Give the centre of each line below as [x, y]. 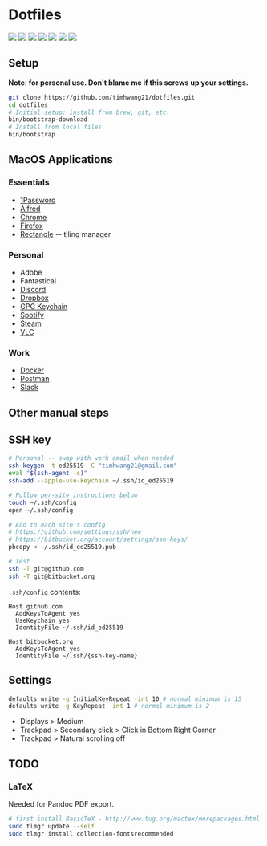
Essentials [29, 182]
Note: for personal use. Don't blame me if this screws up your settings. [128, 83]
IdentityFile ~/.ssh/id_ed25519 [70, 628]
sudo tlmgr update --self [51, 826]
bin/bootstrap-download [48, 120]
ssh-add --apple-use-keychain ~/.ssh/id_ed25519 [91, 481]
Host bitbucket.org [41, 641]
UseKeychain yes [42, 620]
